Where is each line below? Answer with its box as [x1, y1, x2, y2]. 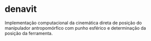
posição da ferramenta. [4, 30, 53, 36]
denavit [4, 3, 37, 15]
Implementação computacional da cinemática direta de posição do [4, 20, 142, 26]
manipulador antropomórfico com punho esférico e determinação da [4, 25, 146, 31]
